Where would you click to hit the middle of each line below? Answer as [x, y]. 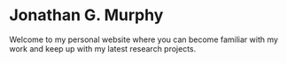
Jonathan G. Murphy [86, 15]
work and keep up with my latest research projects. [103, 48]
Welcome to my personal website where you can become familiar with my [144, 39]
